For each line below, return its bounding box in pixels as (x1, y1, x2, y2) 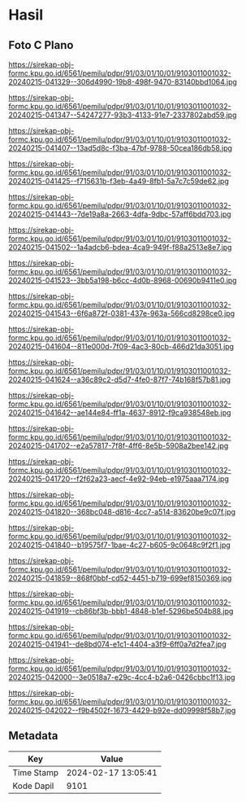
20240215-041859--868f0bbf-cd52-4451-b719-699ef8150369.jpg (8, 573, 232, 583)
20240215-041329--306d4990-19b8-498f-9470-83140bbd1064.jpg (8, 77, 238, 86)
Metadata (8, 729, 58, 743)
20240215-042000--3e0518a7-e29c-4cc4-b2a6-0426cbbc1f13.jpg (8, 673, 235, 681)
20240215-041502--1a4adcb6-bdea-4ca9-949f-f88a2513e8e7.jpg (8, 243, 232, 252)
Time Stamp (12, 767, 59, 778)
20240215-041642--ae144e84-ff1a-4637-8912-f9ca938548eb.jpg (8, 408, 231, 417)
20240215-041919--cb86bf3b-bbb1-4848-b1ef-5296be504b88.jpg (8, 607, 234, 616)
